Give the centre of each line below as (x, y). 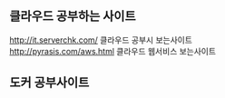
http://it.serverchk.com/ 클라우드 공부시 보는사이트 (101, 40)
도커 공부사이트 (49, 83)
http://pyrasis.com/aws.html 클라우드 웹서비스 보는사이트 (112, 51)
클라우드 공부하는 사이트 (73, 16)
